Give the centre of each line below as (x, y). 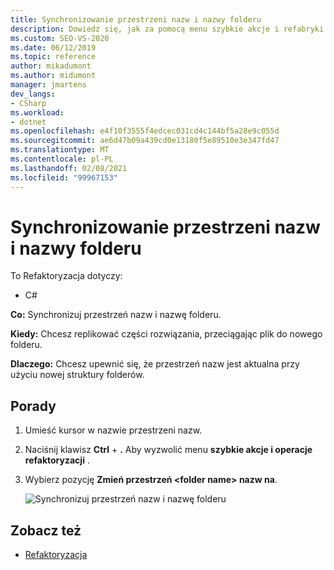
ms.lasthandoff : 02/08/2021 (69, 168)
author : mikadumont (51, 66)
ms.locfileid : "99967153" (64, 177)
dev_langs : (33, 94)
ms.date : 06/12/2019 (53, 47)
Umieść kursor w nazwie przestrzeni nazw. (113, 430)
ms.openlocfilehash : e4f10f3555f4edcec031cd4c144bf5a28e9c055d (145, 131)
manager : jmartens (48, 85)
